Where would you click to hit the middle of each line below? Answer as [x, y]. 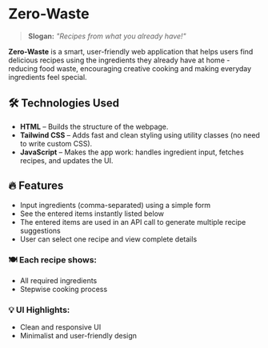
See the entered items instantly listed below [92, 214]
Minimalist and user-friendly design [78, 336]
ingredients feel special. [48, 77]
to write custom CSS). [56, 143]
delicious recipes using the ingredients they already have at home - [119, 60]
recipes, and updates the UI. [66, 160]
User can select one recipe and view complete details [108, 239]
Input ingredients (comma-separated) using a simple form [115, 205]
